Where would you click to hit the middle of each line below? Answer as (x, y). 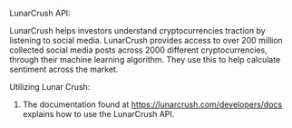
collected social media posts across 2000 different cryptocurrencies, (138, 50)
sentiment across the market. (64, 69)
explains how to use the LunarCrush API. (98, 114)
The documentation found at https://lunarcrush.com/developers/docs (152, 104)
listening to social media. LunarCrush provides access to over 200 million (146, 40)
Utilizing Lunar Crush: (50, 87)
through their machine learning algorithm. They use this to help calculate (145, 59)
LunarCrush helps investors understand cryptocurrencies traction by (137, 30)
